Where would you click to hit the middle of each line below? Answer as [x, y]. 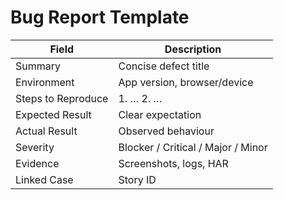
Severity [35, 147]
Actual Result [46, 131]
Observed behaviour [166, 131]
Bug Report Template [100, 17]
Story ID [137, 179]
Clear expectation [160, 114]
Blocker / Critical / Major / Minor [193, 147]
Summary [38, 66]
